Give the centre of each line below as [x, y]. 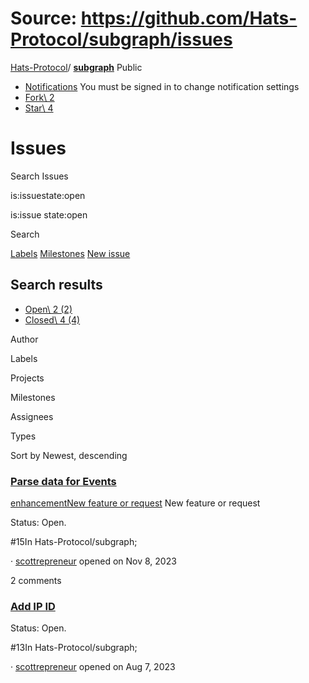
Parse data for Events [63, 481]
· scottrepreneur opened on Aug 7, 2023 [93, 667]
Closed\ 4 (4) [52, 319]
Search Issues [39, 176]
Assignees [32, 416]
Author [24, 339]
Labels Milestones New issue [70, 253]
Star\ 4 [39, 108]
